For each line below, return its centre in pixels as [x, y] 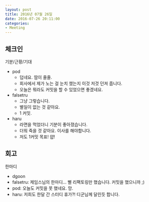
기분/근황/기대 [19, 61]
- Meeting [15, 28]
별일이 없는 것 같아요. [40, 107]
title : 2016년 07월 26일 [29, 14]
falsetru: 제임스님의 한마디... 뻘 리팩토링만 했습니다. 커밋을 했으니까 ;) [78, 182]
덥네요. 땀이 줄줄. [36, 77]
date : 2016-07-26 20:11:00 [32, 19]
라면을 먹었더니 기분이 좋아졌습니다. [53, 124]
